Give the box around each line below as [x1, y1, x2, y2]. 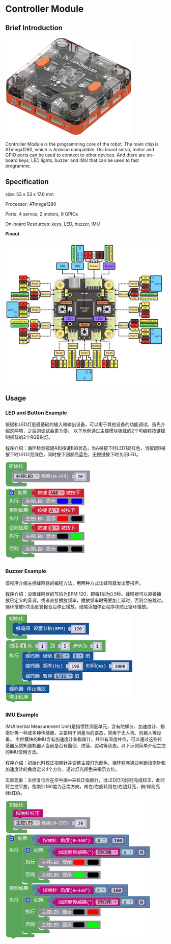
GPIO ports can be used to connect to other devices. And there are [5, 152, 146, 158]
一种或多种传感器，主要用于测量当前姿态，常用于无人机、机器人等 [18, 729, 157, 736]
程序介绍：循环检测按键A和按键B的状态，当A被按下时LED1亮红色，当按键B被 [5, 445, 166, 451]
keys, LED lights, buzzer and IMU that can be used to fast [18, 157, 139, 163]
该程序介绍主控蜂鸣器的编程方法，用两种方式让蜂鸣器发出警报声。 [5, 580, 144, 586]
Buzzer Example [5, 568, 47, 575]
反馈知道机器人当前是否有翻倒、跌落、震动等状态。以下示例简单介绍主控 [14, 742, 166, 748]
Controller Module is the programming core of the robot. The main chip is [5, 141, 159, 147]
